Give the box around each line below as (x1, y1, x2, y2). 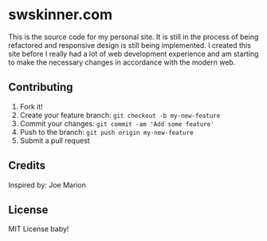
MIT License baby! (8, 224, 69, 234)
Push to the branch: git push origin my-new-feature (19, 127, 194, 136)
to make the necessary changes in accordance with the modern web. (8, 57, 236, 67)
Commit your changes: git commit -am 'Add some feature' (19, 118, 215, 128)
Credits (8, 159, 46, 172)
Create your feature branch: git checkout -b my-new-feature (19, 110, 221, 120)
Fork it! (19, 101, 44, 111)
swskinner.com (8, 6, 113, 24)
